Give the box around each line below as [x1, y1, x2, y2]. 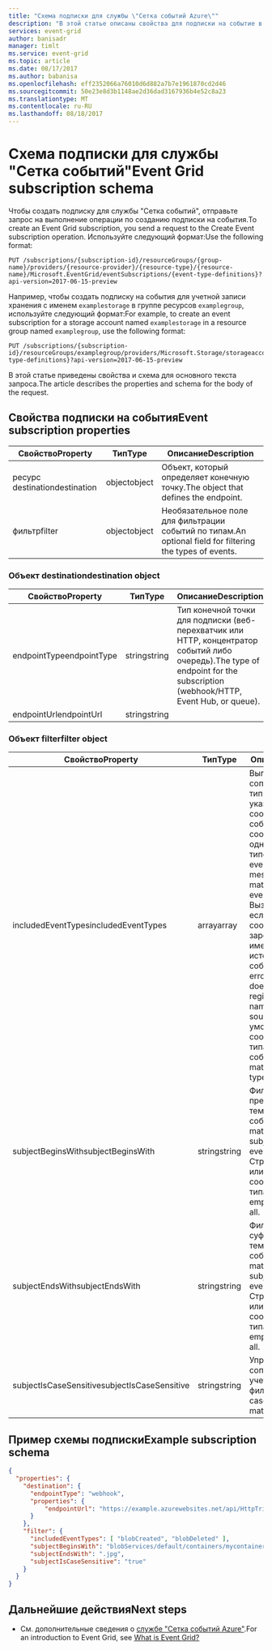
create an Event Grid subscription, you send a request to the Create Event [8, 223, 255, 233]
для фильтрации [161, 515, 226, 526]
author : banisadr [8, 34, 67, 43]
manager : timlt [8, 42, 60, 50]
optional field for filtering [161, 535, 256, 546]
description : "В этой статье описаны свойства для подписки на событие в [8, 19, 263, 28]
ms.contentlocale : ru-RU [8, 102, 92, 110]
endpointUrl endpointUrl [12, 709, 103, 720]
